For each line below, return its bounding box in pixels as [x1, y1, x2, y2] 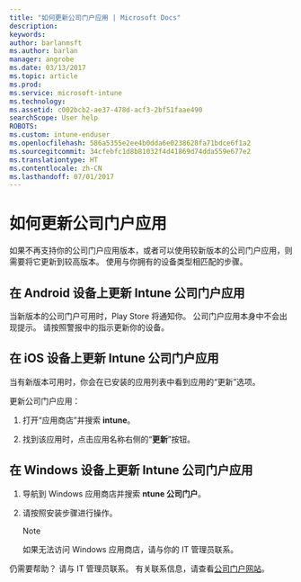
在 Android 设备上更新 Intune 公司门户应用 [9, 285, 245, 300]
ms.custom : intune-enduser [9, 130, 111, 139]
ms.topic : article [9, 72, 78, 81]
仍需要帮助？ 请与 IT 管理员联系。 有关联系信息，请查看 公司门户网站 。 [9, 563, 270, 574]
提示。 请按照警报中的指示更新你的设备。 [16, 322, 169, 333]
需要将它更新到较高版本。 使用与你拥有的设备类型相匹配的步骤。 [9, 256, 248, 267]
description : [9, 22, 58, 31]
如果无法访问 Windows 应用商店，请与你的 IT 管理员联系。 [22, 543, 239, 554]
